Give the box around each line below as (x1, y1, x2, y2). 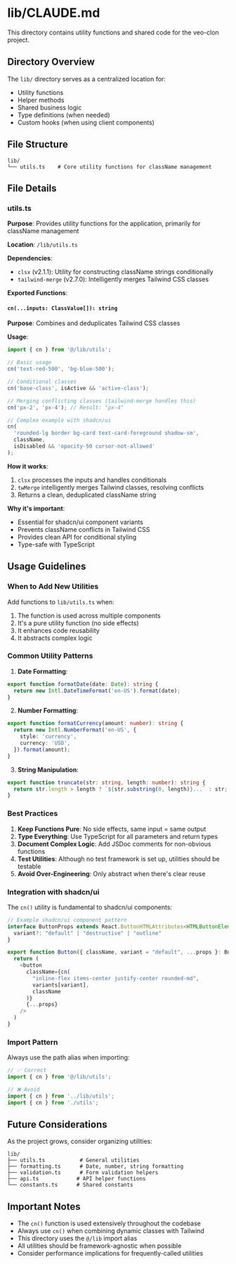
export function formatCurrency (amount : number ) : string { (7, 720, 184, 727)
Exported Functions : (7, 289, 68, 297)
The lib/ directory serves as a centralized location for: (7, 74, 166, 83)
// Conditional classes (7, 378, 77, 386)
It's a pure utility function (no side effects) (17, 618, 139, 627)
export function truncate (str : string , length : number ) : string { (7, 778, 206, 786)
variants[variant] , (32, 982, 90, 989)
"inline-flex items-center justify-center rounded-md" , (32, 975, 199, 982)
